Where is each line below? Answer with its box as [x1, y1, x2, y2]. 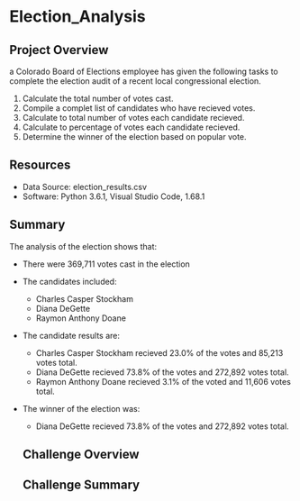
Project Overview [9, 42, 109, 58]
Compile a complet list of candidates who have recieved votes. [22, 103, 256, 114]
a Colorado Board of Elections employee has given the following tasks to [9, 66, 278, 77]
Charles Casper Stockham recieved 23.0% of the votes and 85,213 [35, 347, 284, 358]
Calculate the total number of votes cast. [22, 93, 174, 104]
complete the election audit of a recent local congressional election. [9, 76, 261, 87]
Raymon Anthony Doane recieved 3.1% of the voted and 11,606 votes [35, 376, 291, 387]
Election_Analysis [9, 6, 146, 27]
